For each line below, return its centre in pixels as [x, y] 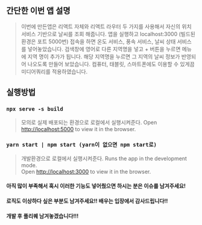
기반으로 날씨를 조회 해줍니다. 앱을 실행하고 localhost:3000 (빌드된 [116, 34]
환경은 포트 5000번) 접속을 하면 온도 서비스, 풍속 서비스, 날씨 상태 [98, 42]
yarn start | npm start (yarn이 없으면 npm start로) [81, 145]
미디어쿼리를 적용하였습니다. [54, 72]
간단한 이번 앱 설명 [38, 11]
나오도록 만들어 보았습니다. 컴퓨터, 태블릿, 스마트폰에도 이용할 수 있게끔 [111, 64]
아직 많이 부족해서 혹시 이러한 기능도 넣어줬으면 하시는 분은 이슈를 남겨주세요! [96, 186]
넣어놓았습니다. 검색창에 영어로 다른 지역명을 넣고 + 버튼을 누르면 [104, 49]
